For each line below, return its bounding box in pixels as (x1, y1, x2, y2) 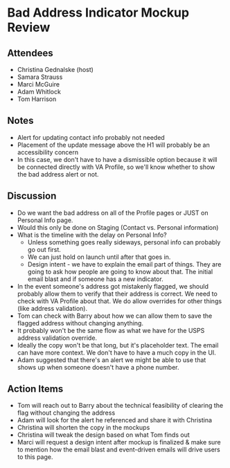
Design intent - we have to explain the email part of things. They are (27, 260, 222, 268)
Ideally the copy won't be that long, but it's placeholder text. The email (17, 341, 219, 349)
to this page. (17, 453, 53, 461)
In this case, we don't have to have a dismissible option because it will (17, 155, 218, 163)
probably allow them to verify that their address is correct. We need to (17, 289, 218, 298)
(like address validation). (17, 304, 88, 312)
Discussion (7, 190, 57, 202)
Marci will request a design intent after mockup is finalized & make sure (17, 438, 221, 447)
